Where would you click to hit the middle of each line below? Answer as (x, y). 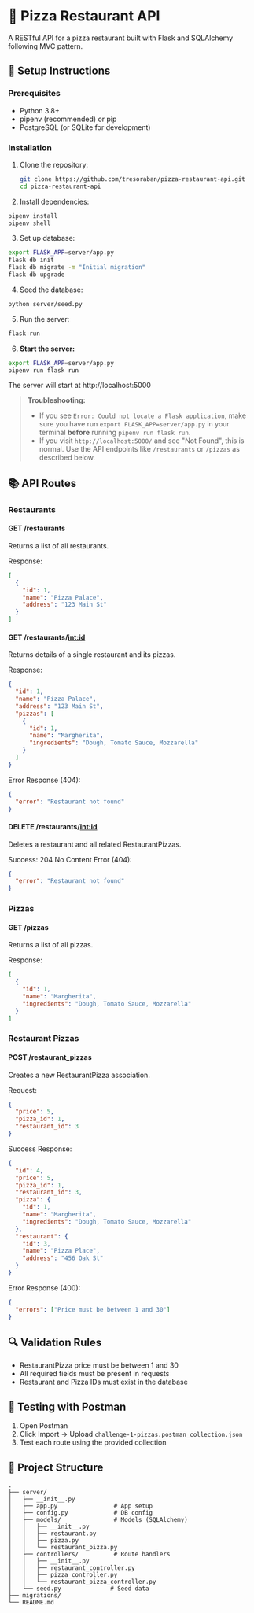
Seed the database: (51, 290)
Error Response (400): (44, 1288)
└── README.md (31, 1603)
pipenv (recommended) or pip (68, 119)
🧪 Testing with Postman (67, 1406)
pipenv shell (29, 223)
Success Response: (40, 1149)
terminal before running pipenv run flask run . (115, 433)
